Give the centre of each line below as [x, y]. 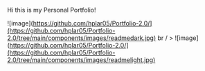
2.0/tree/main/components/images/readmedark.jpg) [82, 38]
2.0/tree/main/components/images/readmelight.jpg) [81, 60]
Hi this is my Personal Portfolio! [52, 10]
